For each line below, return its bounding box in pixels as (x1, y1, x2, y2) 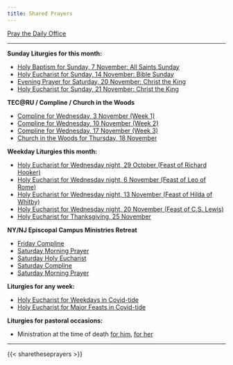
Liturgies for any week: (7, 282, 75, 290)
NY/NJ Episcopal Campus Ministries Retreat (7, 226, 137, 234)
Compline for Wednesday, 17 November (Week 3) (17, 126, 158, 135)
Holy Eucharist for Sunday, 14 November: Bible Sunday (17, 70, 175, 78)
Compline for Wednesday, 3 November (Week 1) (17, 112, 155, 120)
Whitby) (17, 197, 40, 205)
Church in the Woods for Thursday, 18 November (17, 133, 157, 142)
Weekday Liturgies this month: (7, 147, 98, 155)
